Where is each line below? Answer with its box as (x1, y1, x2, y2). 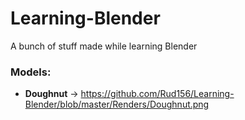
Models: (10, 65, 52, 79)
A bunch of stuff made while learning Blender (10, 40, 198, 52)
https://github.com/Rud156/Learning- (80, 88, 235, 100)
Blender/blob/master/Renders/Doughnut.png (24, 98, 210, 111)
